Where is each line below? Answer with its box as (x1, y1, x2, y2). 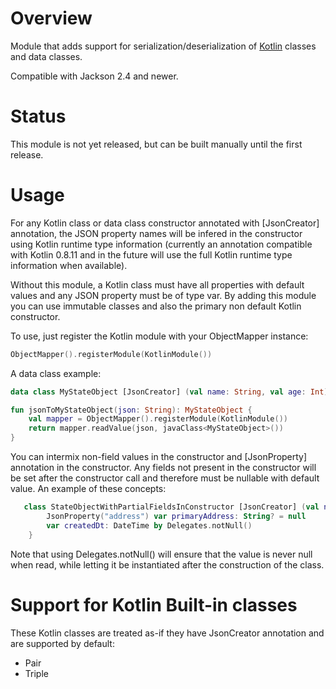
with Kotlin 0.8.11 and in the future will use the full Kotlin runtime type (10, 248, 293, 261)
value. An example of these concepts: (10, 483, 167, 495)
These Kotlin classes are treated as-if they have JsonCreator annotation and (10, 627, 325, 639)
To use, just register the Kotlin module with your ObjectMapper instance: (10, 330, 309, 342)
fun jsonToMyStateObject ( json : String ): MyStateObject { (10, 405, 253, 415)
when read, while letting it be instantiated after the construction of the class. (10, 558, 325, 571)
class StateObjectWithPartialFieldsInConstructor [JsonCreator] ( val (23, 502, 320, 512)
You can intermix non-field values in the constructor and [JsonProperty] (10, 451, 308, 463)
